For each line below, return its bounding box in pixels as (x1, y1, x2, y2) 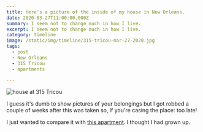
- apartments (12, 66, 45, 72)
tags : (6, 44, 20, 50)
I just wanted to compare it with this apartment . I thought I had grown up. (6, 118, 191, 126)
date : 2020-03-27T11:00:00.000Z (6, 15, 89, 21)
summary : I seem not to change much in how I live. (6, 20, 141, 26)
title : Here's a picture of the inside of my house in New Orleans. (6, 9, 185, 15)
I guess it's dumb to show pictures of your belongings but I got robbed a (6, 100, 189, 107)
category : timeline (6, 32, 56, 38)
